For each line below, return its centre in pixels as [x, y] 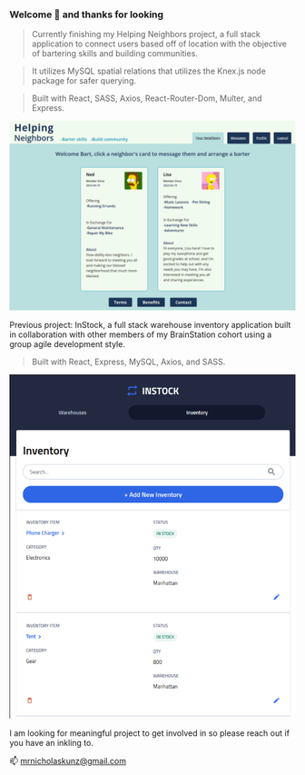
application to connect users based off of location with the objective [159, 44]
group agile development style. [67, 344]
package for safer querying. [84, 81]
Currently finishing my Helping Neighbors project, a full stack [146, 35]
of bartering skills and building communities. [114, 54]
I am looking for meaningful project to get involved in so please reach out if [150, 733]
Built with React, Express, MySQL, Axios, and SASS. [128, 362]
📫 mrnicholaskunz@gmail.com [68, 760]
